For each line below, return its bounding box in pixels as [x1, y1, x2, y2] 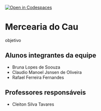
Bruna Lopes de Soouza [12, 64, 61, 70]
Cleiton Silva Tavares [12, 101, 54, 107]
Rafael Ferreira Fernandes [12, 74, 64, 80]
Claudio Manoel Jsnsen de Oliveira [12, 69, 82, 75]
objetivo [5, 37, 21, 43]
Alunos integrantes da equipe [5, 51, 97, 60]
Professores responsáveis [5, 88, 86, 97]
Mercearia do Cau [5, 22, 79, 32]
